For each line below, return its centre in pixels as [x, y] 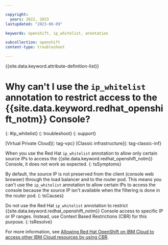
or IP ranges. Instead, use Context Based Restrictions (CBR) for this [76, 216]
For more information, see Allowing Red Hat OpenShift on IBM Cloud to [80, 231]
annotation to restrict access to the [81, 98]
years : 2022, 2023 [30, 19]
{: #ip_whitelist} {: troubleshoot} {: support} [51, 133]
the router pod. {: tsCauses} [35, 195]
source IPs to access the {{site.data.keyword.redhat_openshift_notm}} [79, 158]
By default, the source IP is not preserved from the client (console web [80, 174]
